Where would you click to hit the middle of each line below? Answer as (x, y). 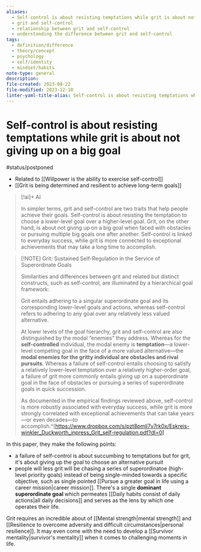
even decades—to (55, 419)
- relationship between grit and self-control (71, 28)
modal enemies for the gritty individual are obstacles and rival (99, 357)
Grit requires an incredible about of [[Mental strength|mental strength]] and (99, 518)
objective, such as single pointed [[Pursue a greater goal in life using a (102, 481)
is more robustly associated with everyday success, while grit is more (106, 407)
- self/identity (32, 62)
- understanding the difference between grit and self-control (92, 34)
